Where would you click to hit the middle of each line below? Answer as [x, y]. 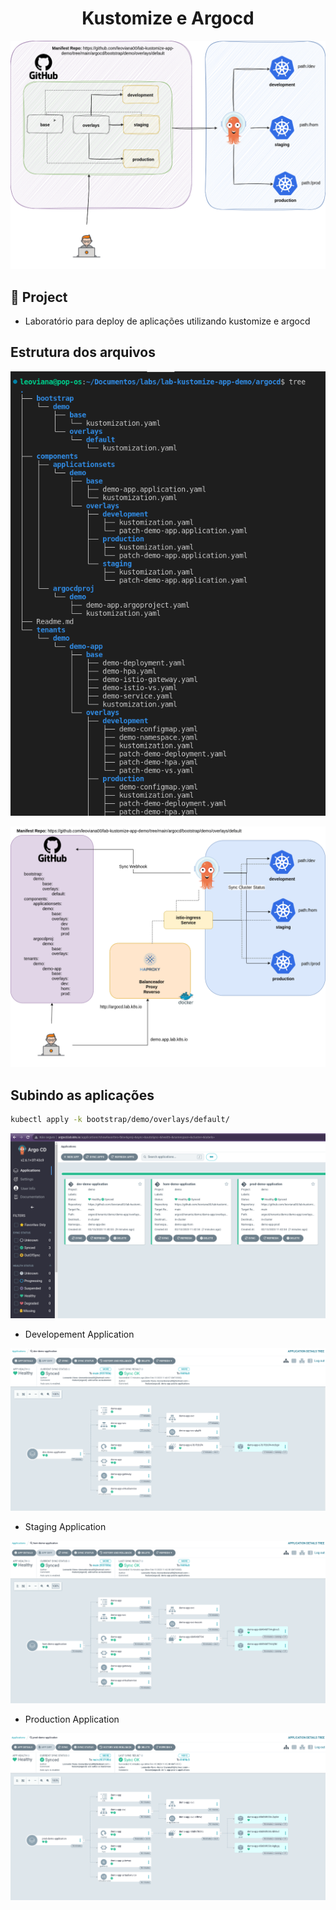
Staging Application [65, 1526]
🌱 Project [39, 297]
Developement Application [79, 1334]
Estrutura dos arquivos [83, 352]
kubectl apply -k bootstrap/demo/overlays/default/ [120, 1120]
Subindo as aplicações [82, 1095]
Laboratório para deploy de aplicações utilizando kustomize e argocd [167, 321]
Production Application [72, 1719]
